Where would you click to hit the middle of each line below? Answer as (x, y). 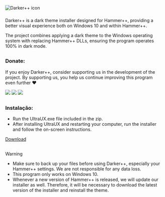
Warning (14, 154)
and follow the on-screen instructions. (52, 129)
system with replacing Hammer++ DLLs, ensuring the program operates (80, 41)
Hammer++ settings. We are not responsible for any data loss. (77, 169)
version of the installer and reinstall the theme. (61, 190)
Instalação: (19, 108)
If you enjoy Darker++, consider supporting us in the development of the (80, 72)
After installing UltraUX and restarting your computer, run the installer (85, 124)
